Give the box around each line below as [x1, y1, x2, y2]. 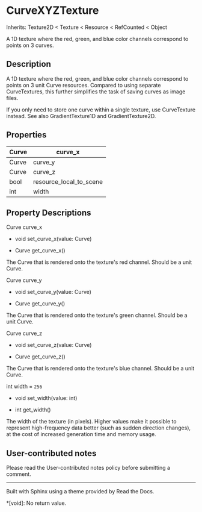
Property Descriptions [6, 207, 91, 217]
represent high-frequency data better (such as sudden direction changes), [6, 424, 191, 431]
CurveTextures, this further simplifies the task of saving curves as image [6, 88, 186, 95]
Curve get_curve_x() [14, 247, 66, 254]
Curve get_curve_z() [14, 353, 66, 360]
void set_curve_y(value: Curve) [14, 289, 92, 296]
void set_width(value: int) [14, 395, 78, 402]
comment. [6, 470, 31, 478]
